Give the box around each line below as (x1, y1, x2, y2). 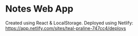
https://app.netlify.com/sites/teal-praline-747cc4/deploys (5, 25, 126, 31)
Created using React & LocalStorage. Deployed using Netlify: (5, 20, 133, 26)
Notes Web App (5, 3, 74, 15)
